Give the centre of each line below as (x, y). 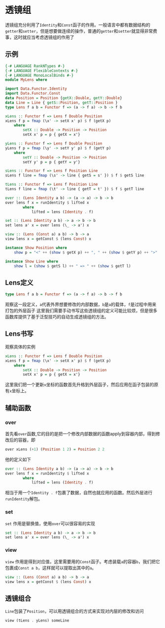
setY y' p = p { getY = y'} (51, 162)
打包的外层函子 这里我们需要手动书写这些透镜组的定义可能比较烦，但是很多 (81, 311)
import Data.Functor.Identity (36, 89)
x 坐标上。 (19, 391)
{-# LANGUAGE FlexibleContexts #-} (42, 71)
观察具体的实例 (20, 347)
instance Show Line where (32, 261)
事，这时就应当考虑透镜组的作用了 (40, 37)
